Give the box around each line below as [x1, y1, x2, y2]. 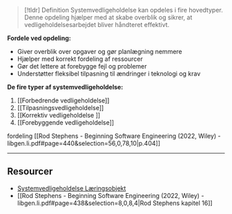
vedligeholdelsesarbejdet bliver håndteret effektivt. [23, 21, 170, 28]
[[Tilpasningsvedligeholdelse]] [17, 104, 104, 112]
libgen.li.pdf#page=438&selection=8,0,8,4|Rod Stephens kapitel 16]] [17, 199, 213, 207]
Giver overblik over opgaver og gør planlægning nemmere [17, 48, 183, 55]
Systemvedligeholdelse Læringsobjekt [17, 184, 126, 193]
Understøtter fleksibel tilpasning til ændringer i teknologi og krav [17, 69, 201, 78]
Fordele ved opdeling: [7, 34, 71, 42]
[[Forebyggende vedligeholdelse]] [17, 118, 115, 127]
